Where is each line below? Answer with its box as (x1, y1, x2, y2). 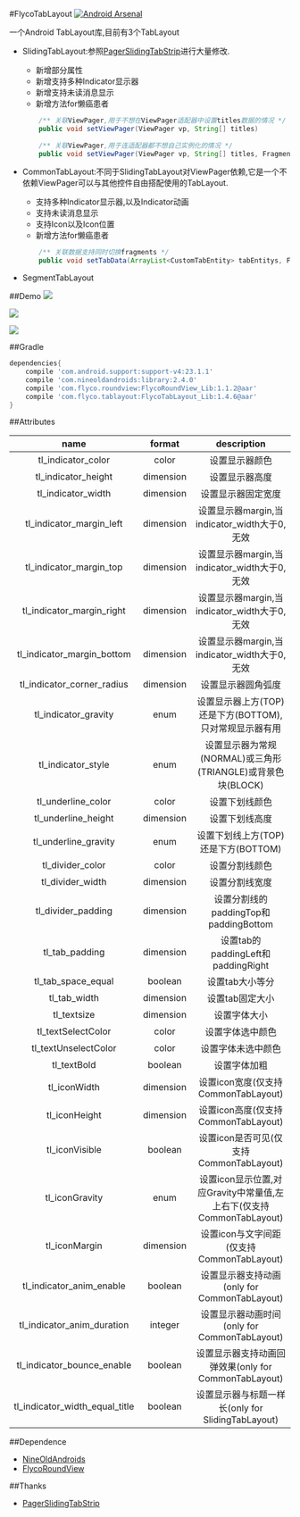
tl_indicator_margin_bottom (16, 648, 131, 661)
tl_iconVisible (46, 1144, 102, 1156)
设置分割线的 (213, 893, 268, 905)
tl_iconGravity (45, 1192, 104, 1204)
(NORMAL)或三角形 (199, 753, 282, 765)
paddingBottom (208, 918, 274, 930)
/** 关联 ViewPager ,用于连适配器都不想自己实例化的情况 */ (38, 141, 234, 150)
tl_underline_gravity (32, 836, 116, 848)
